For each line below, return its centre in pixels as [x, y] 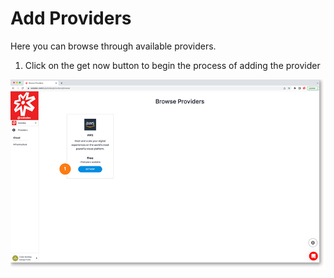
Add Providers [71, 18]
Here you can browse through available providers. [113, 46]
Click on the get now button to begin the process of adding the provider [172, 65]
